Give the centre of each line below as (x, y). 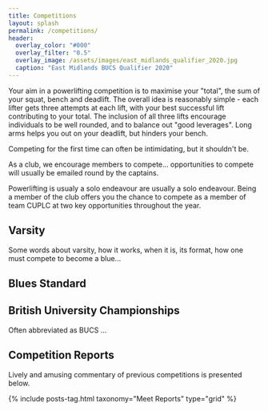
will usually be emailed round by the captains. (84, 172)
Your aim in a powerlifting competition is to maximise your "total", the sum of (134, 91)
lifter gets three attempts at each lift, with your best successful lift (116, 107)
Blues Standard (47, 283)
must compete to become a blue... (65, 258)
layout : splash (34, 23)
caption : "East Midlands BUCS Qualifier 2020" (94, 68)
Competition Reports (61, 355)
